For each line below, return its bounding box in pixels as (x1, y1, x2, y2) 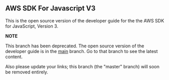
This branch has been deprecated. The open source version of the (5, 43, 145, 49)
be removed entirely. (5, 69, 48, 75)
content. (5, 54, 23, 60)
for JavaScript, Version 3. (5, 23, 58, 29)
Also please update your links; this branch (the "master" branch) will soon (5, 63, 160, 69)
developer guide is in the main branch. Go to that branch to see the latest (5, 48, 158, 54)
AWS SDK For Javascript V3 (5, 4, 95, 13)
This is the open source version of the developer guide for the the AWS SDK (5, 17, 164, 23)
